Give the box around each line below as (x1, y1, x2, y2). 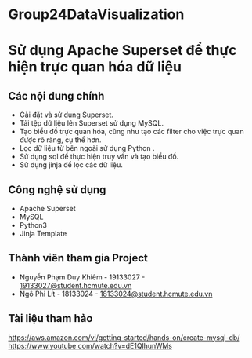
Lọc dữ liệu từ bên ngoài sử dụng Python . (19, 144, 155, 153)
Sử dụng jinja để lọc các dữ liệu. (19, 160, 124, 170)
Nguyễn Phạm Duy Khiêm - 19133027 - (19, 272, 146, 282)
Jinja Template (19, 229, 67, 238)
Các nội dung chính (8, 89, 105, 103)
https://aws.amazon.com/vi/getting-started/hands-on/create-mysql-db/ (8, 332, 240, 342)
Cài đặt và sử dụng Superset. (19, 110, 113, 119)
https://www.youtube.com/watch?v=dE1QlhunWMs (8, 341, 172, 350)
